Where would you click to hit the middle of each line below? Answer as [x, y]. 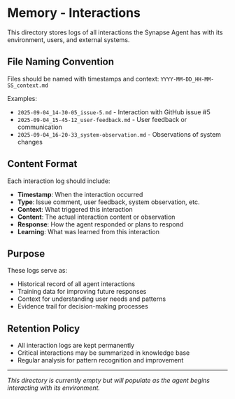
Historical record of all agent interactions [76, 284]
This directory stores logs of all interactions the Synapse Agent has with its [115, 32]
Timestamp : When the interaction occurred [80, 194]
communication [40, 127]
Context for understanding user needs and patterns [92, 299]
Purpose [26, 253]
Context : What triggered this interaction [75, 209]
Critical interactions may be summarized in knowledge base [104, 353]
